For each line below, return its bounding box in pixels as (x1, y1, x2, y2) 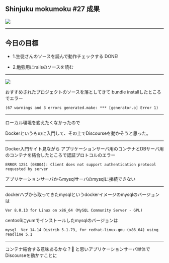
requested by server (5, 166, 49, 172)
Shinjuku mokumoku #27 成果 (5, 5, 100, 14)
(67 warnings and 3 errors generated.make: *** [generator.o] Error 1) (5, 105, 158, 110)
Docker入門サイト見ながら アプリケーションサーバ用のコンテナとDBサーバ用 (5, 145, 164, 151)
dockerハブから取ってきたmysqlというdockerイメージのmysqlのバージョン (5, 191, 160, 197)
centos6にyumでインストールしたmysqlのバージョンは (5, 217, 118, 223)
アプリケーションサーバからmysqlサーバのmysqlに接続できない (5, 176, 136, 182)
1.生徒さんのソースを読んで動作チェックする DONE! (12, 53, 119, 59)
